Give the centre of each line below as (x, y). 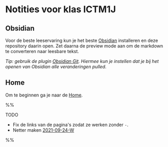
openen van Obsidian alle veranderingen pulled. (56, 67)
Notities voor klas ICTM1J (61, 9)
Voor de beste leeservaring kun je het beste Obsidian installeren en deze (82, 40)
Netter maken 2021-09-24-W (43, 130)
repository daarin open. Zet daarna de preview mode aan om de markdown (84, 46)
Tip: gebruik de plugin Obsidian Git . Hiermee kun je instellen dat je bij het (82, 61)
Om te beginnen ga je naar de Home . (44, 95)
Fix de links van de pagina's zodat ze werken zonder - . (70, 125)
